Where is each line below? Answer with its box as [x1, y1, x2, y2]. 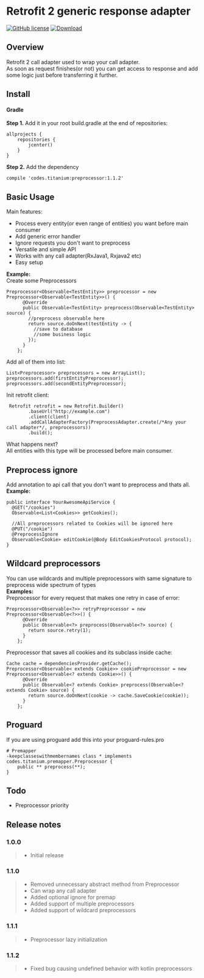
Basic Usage [6, 192, 55, 202]
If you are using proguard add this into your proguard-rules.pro [6, 736, 164, 743]
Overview [6, 42, 44, 52]
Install [6, 89, 30, 99]
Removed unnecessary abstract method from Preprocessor [30, 880, 180, 888]
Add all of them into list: [6, 358, 66, 365]
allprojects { [6, 131, 43, 138]
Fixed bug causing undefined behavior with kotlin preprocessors [30, 965, 192, 972]
